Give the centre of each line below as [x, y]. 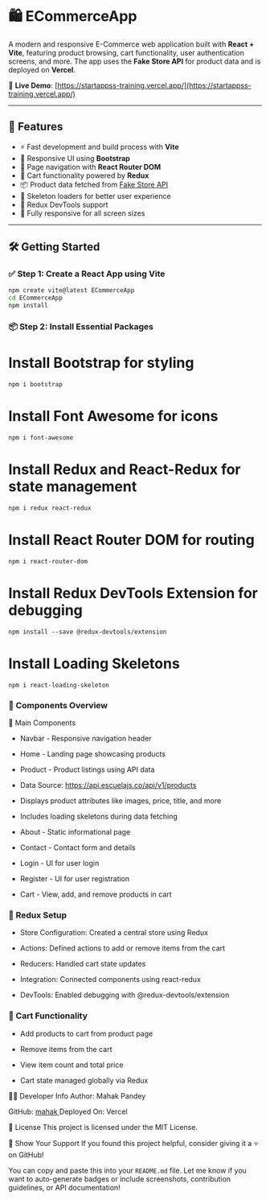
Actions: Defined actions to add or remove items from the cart [123, 948]
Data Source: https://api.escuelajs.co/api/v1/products [108, 785]
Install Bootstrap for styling [101, 363]
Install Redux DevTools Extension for [133, 593]
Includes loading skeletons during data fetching [99, 816]
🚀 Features [36, 127]
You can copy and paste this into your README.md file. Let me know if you [128, 1170]
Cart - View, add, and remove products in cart [96, 894]
